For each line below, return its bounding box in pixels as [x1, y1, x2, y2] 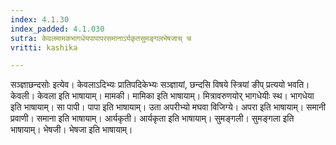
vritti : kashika [10, 42, 78, 53]
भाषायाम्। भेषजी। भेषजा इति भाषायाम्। [10, 124, 133, 136]
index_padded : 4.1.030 [10, 24, 105, 34]
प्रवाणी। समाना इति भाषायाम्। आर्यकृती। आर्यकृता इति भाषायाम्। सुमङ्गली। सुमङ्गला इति [10, 112, 295, 125]
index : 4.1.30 [10, 14, 70, 25]
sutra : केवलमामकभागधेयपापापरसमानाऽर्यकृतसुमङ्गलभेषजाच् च [10, 33, 192, 43]
